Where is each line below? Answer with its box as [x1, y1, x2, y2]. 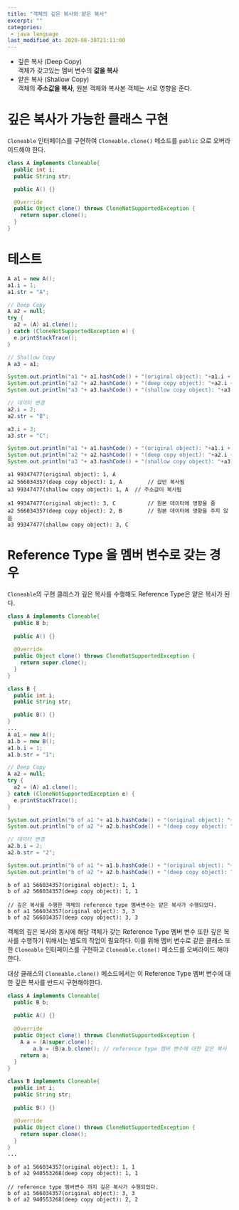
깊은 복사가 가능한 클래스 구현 [7, 112, 169, 128]
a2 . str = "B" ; [7, 412, 50, 420]
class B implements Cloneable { [7, 1078, 100, 1085]
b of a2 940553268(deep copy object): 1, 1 [7, 1169, 139, 1177]
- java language [10, 30, 59, 38]
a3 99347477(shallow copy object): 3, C [7, 521, 129, 528]
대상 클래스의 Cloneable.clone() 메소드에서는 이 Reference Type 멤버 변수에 [7, 969, 224, 977]
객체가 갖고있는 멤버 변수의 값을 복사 [17, 66, 119, 75]
